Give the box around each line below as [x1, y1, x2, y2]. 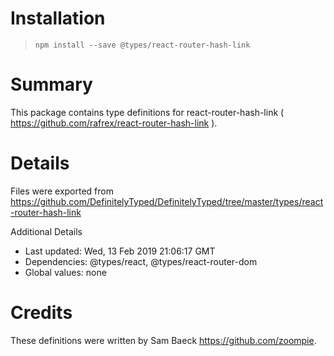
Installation [10, 7, 106, 30]
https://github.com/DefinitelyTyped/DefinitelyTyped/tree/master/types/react [10, 195, 324, 207]
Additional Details [10, 225, 83, 237]
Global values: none [24, 266, 107, 278]
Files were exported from [10, 185, 114, 197]
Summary [10, 73, 93, 96]
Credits [10, 302, 73, 324]
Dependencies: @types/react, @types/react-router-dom [24, 255, 258, 267]
